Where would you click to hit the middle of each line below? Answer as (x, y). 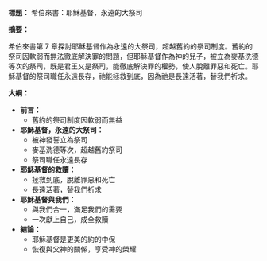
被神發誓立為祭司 (60, 140)
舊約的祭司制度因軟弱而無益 (77, 120)
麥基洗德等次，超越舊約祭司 (77, 150)
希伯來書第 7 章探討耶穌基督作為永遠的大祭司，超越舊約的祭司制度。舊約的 (130, 46)
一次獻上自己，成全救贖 (70, 219)
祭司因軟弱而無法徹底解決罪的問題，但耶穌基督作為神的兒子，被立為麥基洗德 (133, 56)
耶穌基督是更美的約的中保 (74, 239)
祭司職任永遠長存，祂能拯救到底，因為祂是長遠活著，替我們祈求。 (143, 76)
